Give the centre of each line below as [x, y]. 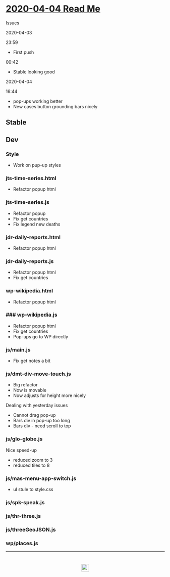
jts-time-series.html [31, 178]
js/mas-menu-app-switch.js [41, 478]
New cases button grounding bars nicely [55, 106]
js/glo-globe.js [24, 439]
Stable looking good [34, 72]
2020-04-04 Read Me [53, 9]
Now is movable [30, 390]
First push [23, 52]
